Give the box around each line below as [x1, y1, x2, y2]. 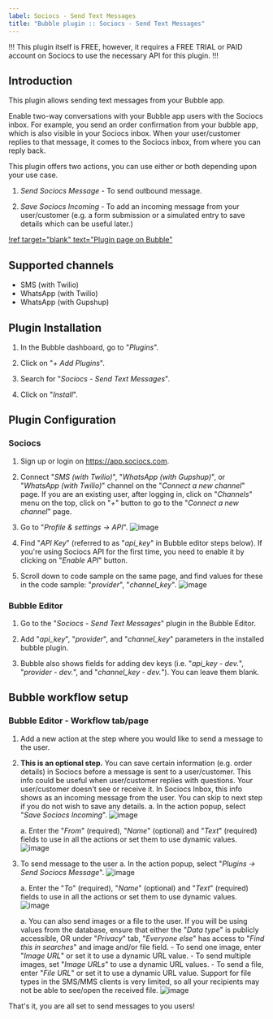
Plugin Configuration [8, 413, 116, 427]
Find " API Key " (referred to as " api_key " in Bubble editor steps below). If [19, 538, 262, 547]
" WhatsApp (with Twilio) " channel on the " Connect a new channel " [19, 481, 245, 490]
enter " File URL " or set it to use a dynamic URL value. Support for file [19, 968, 252, 978]
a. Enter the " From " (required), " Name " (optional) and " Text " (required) [19, 825, 258, 835]
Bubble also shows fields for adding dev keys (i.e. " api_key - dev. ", [19, 658, 244, 668]
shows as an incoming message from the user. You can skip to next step [19, 792, 262, 802]
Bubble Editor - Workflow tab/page [8, 715, 149, 726]
